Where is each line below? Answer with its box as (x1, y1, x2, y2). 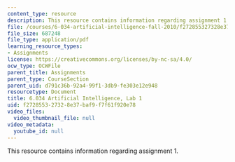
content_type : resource (7, 10, 77, 18)
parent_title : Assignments (7, 69, 86, 76)
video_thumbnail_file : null (13, 114, 96, 121)
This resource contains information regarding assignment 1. (7, 147, 178, 155)
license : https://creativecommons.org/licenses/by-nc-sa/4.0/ (7, 56, 192, 63)
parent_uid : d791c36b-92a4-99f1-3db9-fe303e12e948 (7, 82, 158, 89)
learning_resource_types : (7, 43, 83, 50)
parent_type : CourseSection (7, 75, 90, 83)
